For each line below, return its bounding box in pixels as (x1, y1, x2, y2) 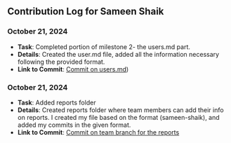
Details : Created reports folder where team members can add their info (17, 105, 224, 114)
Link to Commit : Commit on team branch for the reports (17, 128, 180, 136)
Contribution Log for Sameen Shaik (7, 6, 164, 18)
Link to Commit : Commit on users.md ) (17, 64, 129, 73)
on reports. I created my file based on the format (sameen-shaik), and (17, 113, 220, 121)
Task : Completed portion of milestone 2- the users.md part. (17, 42, 191, 51)
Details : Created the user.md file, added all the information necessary (17, 50, 220, 58)
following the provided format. (17, 57, 105, 66)
